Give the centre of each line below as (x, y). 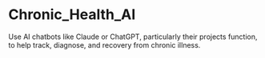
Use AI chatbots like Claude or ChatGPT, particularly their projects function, (133, 37)
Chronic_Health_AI (72, 15)
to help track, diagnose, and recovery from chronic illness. (104, 44)
